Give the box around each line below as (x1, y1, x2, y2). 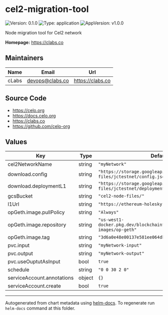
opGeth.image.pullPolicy (7, 209, 65, 216)
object (78, 275, 93, 282)
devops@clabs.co (26, 77, 69, 84)
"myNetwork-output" (98, 251, 144, 257)
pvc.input (7, 242, 30, 249)
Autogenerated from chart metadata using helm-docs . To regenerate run (5, 300, 155, 306)
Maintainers (5, 54, 44, 62)
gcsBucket (7, 193, 33, 200)
